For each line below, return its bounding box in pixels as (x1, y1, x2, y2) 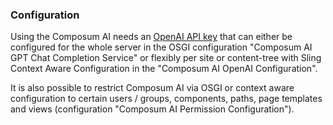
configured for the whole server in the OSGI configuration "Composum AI (10, 41, 313, 53)
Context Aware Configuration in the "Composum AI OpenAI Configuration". (10, 63, 318, 75)
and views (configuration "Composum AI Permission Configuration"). (10, 103, 295, 115)
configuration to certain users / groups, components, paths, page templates (10, 93, 323, 105)
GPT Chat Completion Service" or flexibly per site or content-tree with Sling (10, 52, 322, 64)
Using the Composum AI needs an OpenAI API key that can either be (10, 31, 293, 43)
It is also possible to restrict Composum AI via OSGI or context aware (10, 82, 295, 94)
